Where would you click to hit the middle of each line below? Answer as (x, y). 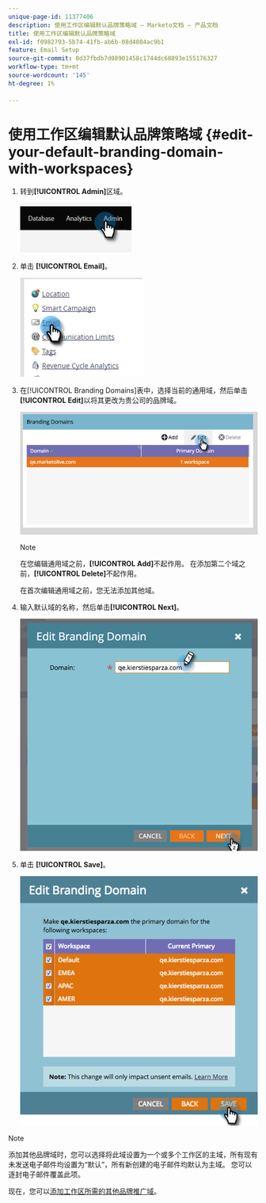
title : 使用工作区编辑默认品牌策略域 (62, 33)
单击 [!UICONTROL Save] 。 (65, 865)
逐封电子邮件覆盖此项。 (46, 1174)
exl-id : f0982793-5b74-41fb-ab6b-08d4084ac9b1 (86, 42)
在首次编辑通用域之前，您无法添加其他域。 (89, 590)
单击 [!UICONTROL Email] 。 (66, 266)
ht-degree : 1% (32, 83)
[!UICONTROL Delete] (70, 573)
